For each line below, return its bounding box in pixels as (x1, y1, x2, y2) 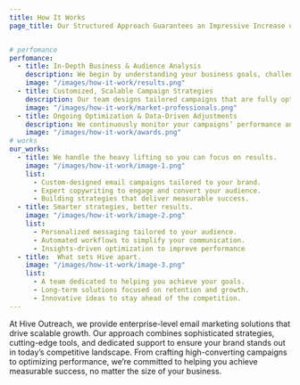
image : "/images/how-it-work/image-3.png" (25, 260, 186, 270)
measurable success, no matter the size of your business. (9, 365, 222, 376)
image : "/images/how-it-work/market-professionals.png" (25, 103, 238, 112)
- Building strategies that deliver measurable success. (32, 194, 250, 203)
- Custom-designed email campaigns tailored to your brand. (32, 177, 262, 187)
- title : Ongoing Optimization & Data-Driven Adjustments (17, 111, 238, 120)
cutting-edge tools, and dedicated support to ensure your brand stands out (9, 337, 286, 348)
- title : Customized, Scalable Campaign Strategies (17, 86, 214, 95)
